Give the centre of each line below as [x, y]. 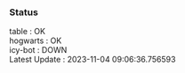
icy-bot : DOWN [38, 50]
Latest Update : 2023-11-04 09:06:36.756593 [92, 60]
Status [24, 12]
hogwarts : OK [36, 40]
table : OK [28, 32]
